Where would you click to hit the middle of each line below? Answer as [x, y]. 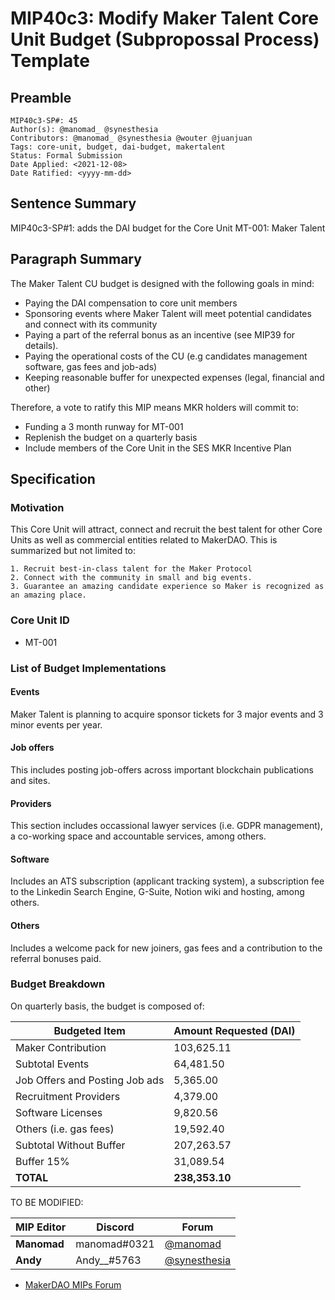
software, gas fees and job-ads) [91, 366]
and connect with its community [91, 324]
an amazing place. [48, 595]
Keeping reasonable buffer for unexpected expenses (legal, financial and [174, 377]
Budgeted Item [89, 1030]
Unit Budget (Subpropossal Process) [165, 39]
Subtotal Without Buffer [70, 1145]
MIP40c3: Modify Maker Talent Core [164, 18]
